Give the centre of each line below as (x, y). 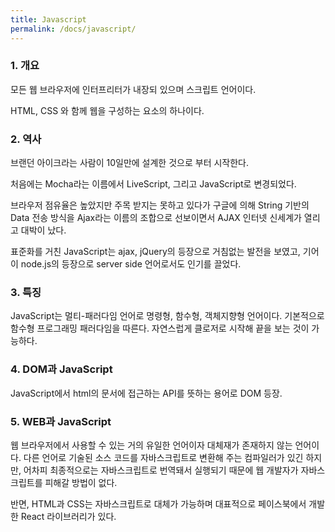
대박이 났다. (43, 230)
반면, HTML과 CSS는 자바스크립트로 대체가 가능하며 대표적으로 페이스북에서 (158, 503)
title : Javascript (48, 19)
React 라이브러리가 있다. (68, 516)
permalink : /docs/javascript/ (73, 29)
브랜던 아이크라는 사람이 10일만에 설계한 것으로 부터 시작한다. (130, 163)
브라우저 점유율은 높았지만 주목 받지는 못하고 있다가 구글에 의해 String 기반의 (160, 205)
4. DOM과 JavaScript (61, 369)
